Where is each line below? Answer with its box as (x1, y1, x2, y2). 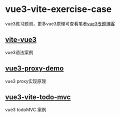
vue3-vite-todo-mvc (5, 92, 71, 101)
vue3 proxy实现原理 (5, 78, 46, 84)
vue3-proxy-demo (5, 64, 64, 73)
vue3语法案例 (5, 49, 33, 55)
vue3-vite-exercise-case (5, 3, 112, 15)
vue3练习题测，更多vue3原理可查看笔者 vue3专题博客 (5, 20, 115, 26)
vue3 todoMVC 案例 (5, 106, 46, 113)
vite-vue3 (5, 35, 36, 44)
